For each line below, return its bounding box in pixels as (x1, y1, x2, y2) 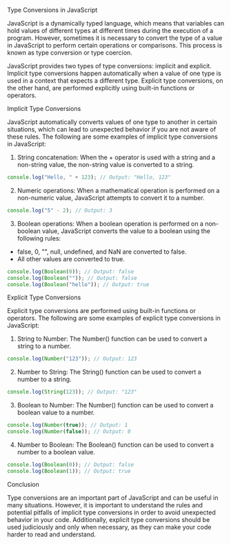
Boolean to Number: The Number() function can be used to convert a (17, 401, 214, 410)
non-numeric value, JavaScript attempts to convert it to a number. (17, 193, 205, 202)
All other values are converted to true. (17, 254, 125, 263)
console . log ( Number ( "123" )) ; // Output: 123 (7, 355, 137, 363)
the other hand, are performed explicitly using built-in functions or (7, 84, 195, 92)
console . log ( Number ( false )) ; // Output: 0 (7, 428, 131, 435)
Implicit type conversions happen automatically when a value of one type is (7, 69, 222, 77)
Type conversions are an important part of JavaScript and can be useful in (7, 493, 219, 502)
